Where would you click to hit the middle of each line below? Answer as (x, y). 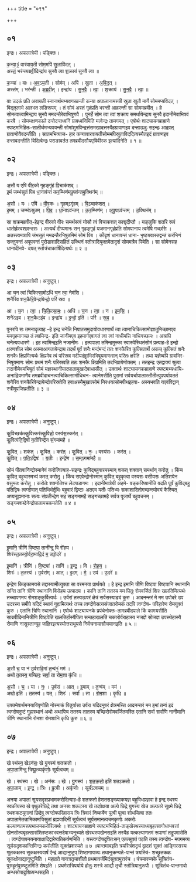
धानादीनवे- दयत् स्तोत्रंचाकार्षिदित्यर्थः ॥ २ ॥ (47, 248)
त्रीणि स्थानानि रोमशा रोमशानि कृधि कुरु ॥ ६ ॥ (49, 718)
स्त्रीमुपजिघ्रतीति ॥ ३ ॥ (28, 389)
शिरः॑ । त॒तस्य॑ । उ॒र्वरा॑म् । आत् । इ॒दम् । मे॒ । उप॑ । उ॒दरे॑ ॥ (62, 573)
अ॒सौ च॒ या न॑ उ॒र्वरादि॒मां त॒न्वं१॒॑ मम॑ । (39, 668)
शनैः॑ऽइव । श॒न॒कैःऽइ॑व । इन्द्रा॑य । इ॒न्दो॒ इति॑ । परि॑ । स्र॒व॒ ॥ (61, 318)
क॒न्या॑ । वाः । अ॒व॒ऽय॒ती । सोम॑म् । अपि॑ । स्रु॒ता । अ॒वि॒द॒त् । (62, 83)
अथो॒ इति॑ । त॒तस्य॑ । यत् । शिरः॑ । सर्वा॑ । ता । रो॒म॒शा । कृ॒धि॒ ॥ (66, 693)
